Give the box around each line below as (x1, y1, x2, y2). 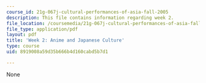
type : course (6, 43, 40, 49)
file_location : (6, 20, 45, 26)
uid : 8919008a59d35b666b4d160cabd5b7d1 (6, 49, 109, 55)
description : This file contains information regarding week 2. (6, 15, 174, 21)
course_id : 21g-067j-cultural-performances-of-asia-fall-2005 (6, 9, 169, 15)
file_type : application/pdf (6, 26, 78, 32)
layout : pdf (6, 32, 37, 38)
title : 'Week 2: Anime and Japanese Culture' (6, 37, 124, 43)
